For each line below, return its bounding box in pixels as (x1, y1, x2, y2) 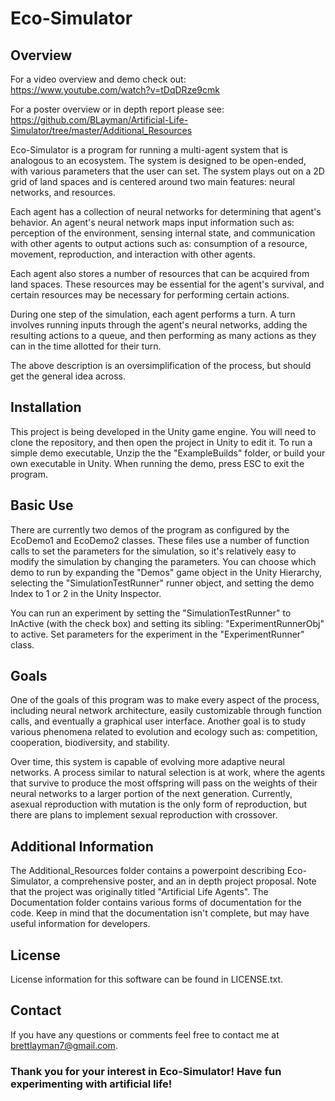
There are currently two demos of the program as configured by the (10, 523, 290, 536)
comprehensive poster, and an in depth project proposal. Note (61, 875, 317, 887)
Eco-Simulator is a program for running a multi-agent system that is (10, 144, 288, 156)
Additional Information (10, 838, 154, 855)
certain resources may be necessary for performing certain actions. (10, 289, 290, 301)
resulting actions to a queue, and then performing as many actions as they (10, 330, 317, 341)
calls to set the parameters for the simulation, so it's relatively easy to (10, 545, 297, 557)
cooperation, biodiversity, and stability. (10, 737, 170, 749)
